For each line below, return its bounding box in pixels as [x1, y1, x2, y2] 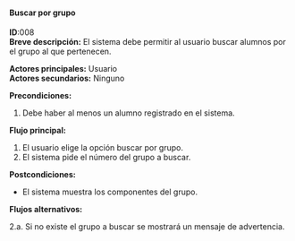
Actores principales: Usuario [9, 64, 118, 74]
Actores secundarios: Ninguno [9, 73, 125, 84]
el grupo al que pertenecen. [9, 46, 112, 57]
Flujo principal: [9, 125, 67, 136]
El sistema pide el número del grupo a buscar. [21, 152, 191, 163]
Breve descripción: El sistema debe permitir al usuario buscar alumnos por [9, 37, 286, 47]
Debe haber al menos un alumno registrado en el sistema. [21, 108, 235, 118]
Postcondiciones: [9, 169, 76, 180]
